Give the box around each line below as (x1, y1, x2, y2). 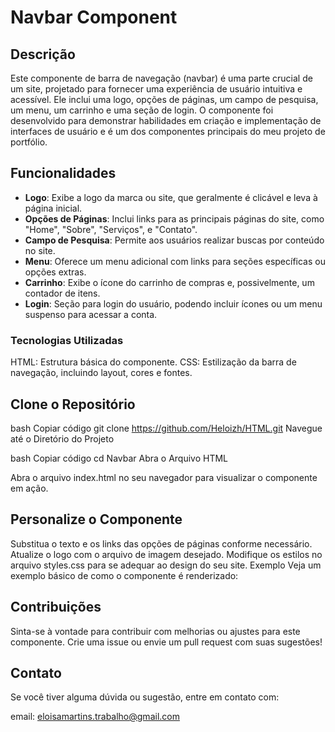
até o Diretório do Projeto (10, 432, 115, 445)
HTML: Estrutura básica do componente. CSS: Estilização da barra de (10, 356, 297, 368)
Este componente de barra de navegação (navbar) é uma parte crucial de (10, 72, 313, 84)
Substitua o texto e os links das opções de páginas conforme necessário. (10, 537, 313, 550)
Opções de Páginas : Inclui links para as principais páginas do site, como (24, 212, 325, 225)
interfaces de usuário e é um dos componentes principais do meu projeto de (10, 126, 326, 137)
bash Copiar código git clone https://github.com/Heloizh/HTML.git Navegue (10, 422, 323, 434)
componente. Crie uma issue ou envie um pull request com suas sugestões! (10, 636, 323, 648)
